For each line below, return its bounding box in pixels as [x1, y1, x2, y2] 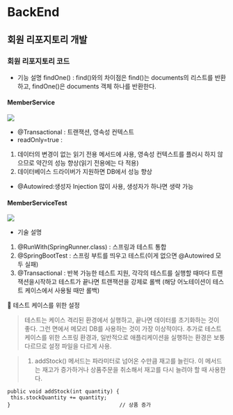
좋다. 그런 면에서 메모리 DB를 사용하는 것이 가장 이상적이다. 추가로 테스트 [24, 324, 222, 333]
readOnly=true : [17, 136, 63, 144]
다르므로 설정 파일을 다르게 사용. [24, 342, 112, 350]
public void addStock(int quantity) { [7, 388, 120, 396]
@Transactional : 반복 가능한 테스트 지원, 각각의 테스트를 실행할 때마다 [17, 269, 210, 277]
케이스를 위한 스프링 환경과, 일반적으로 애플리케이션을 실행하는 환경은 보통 [24, 334, 225, 342]
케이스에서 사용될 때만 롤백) [24, 286, 100, 295]
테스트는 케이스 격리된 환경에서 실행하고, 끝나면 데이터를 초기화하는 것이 [24, 316, 220, 324]
